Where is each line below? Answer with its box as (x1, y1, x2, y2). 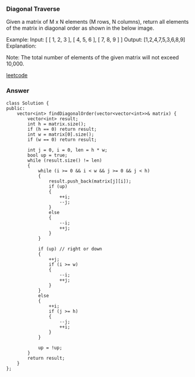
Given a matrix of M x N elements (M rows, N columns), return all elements (6, 18, 189, 26)
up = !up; (37, 344, 62, 351)
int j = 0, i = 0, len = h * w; (27, 147, 108, 153)
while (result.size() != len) (27, 157, 102, 164)
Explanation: (6, 42, 37, 49)
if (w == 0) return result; (27, 136, 97, 143)
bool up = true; (27, 152, 68, 158)
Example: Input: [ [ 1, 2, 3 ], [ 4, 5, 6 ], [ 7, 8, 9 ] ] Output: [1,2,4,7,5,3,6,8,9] (6, 36, 185, 43)
